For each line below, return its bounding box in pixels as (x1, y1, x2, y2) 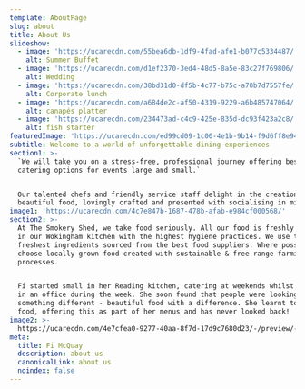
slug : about (9, 22, 54, 31)
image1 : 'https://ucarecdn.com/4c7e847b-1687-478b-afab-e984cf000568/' (9, 206, 286, 216)
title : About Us (9, 30, 71, 39)
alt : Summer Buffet (25, 55, 100, 65)
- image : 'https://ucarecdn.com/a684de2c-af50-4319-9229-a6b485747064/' (17, 97, 299, 107)
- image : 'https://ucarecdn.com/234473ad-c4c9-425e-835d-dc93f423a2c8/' (17, 115, 299, 124)
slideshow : (9, 38, 51, 48)
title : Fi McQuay (17, 341, 84, 350)
